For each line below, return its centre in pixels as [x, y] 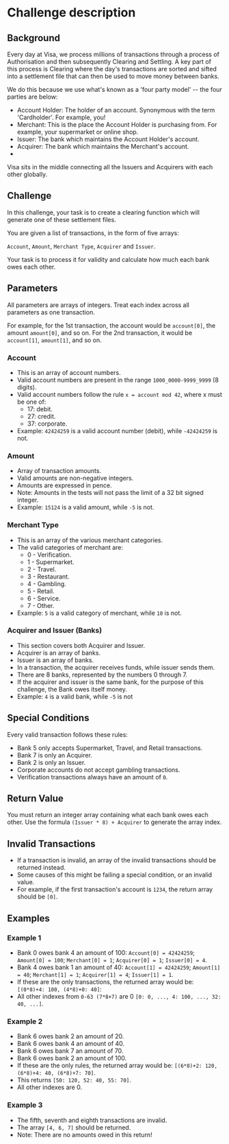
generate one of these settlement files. [62, 219]
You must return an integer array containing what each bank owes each [108, 815]
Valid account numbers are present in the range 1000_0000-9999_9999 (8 [118, 380]
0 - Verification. [49, 555]
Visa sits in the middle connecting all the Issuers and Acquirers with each [110, 167]
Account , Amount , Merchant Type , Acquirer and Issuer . [81, 246]
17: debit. [40, 409]
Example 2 [25, 1021]
